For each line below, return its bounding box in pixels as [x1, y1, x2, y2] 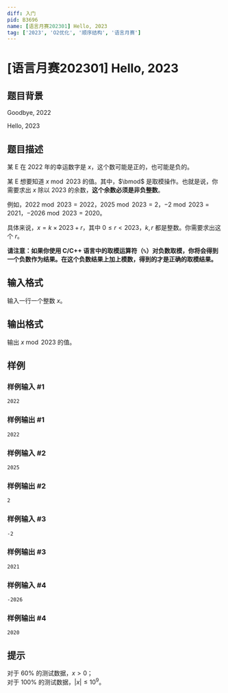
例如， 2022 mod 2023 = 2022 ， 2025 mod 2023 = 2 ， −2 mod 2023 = [7, 200, 210, 209]
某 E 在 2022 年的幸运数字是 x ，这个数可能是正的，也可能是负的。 [7, 163, 194, 171]
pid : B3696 [7, 16, 38, 23]
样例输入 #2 [7, 448, 47, 458]
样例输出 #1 [7, 415, 45, 425]
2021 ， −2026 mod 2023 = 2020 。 [7, 209, 106, 218]
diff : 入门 [7, 10, 36, 17]
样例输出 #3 [7, 547, 47, 557]
